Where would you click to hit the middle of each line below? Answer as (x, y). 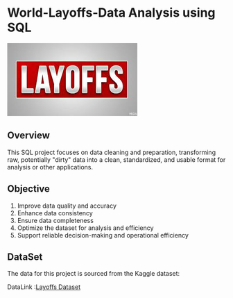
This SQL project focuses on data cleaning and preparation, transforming (112, 152)
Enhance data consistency (55, 213)
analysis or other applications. (50, 167)
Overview (29, 136)
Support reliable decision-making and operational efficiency (103, 235)
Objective (29, 189)
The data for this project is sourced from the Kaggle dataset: (94, 274)
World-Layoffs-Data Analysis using (112, 13)
